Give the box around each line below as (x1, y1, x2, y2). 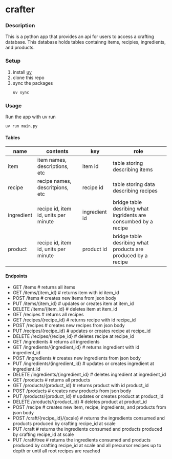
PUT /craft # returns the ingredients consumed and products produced (12, 426, 163, 432)
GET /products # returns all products (12, 377, 91, 383)
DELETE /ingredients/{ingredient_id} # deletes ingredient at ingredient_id (12, 371, 166, 378)
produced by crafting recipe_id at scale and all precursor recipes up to (12, 443, 162, 449)
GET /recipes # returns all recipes (12, 312, 84, 318)
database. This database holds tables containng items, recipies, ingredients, (5, 39, 166, 45)
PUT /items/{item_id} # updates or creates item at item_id (12, 300, 134, 307)
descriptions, (37, 163, 69, 170)
